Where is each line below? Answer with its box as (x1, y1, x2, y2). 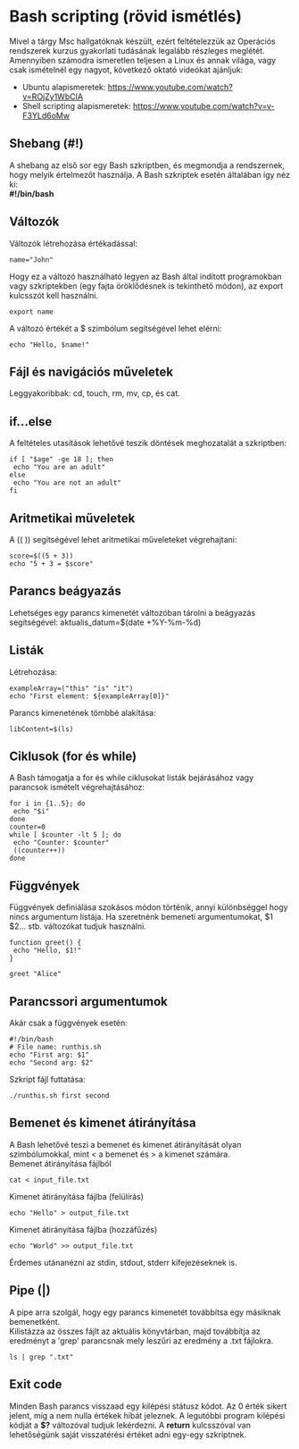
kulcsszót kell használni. (9, 290, 99, 300)
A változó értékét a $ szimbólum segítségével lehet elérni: (9, 323, 222, 333)
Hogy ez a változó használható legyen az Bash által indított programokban (9, 271, 283, 282)
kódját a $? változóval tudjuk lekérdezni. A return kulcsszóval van (9, 1420, 252, 1430)
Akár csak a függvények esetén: (9, 1017, 128, 1029)
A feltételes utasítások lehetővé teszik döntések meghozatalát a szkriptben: (9, 438, 287, 449)
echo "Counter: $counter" (12, 838, 110, 847)
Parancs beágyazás (9, 584, 122, 599)
